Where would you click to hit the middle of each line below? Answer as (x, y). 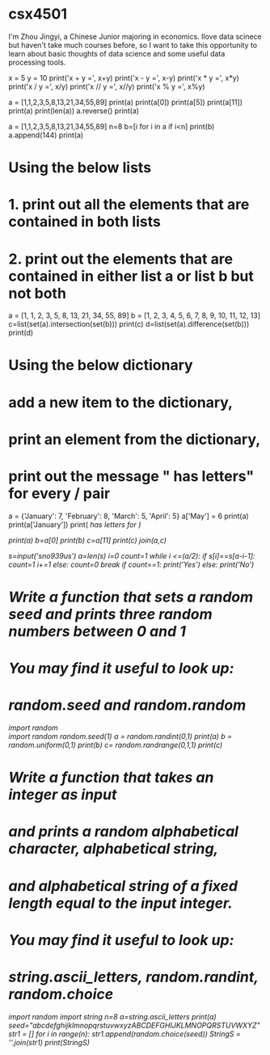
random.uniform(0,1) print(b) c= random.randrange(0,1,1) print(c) (116, 745)
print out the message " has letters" (131, 476)
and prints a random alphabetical (123, 831)
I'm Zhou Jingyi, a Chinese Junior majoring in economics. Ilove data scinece (135, 36)
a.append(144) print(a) (46, 135)
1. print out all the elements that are (129, 205)
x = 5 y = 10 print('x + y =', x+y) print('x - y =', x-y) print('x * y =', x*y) (124, 78)
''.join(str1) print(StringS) (49, 1042)
